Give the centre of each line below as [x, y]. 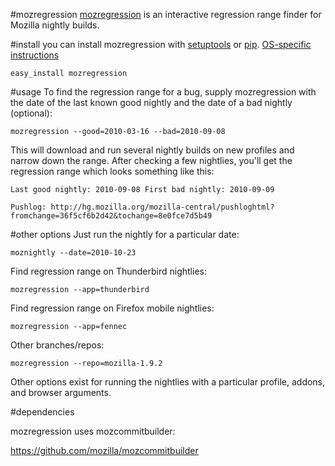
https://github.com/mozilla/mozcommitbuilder [104, 450]
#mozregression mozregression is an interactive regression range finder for [166, 14]
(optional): [31, 113]
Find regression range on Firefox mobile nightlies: [112, 308]
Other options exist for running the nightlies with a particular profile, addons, [168, 382]
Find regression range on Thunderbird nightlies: [108, 271]
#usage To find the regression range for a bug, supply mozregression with [163, 92]
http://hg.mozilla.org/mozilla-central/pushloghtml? [162, 207]
